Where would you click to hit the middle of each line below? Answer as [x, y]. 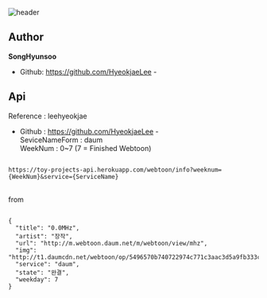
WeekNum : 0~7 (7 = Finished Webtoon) [85, 148]
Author [26, 37]
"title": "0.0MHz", [48, 228]
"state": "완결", [43, 273]
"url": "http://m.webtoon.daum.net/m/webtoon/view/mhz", [112, 243]
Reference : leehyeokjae [48, 116]
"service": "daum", [48, 264]
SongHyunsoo [33, 56]
